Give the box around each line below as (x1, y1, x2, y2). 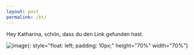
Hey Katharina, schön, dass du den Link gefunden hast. (6, 30, 144, 37)
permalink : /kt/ (6, 14, 47, 20)
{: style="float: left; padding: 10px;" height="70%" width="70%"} (27, 42, 189, 49)
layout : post (6, 8, 39, 15)
